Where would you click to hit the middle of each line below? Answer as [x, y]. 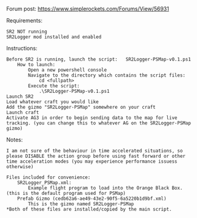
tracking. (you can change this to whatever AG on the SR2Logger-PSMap [98, 123]
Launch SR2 [20, 97]
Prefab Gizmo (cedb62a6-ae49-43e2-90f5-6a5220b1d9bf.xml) [92, 199]
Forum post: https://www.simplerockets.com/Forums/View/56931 [88, 9]
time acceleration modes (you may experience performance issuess [92, 162]
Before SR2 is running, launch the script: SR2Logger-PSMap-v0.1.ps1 [98, 60]
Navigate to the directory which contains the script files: [107, 75]
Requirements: [24, 20]
